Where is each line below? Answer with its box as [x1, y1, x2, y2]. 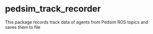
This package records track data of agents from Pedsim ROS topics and [5, 19, 149, 25]
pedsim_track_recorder [5, 3, 101, 14]
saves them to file [5, 24, 41, 30]
